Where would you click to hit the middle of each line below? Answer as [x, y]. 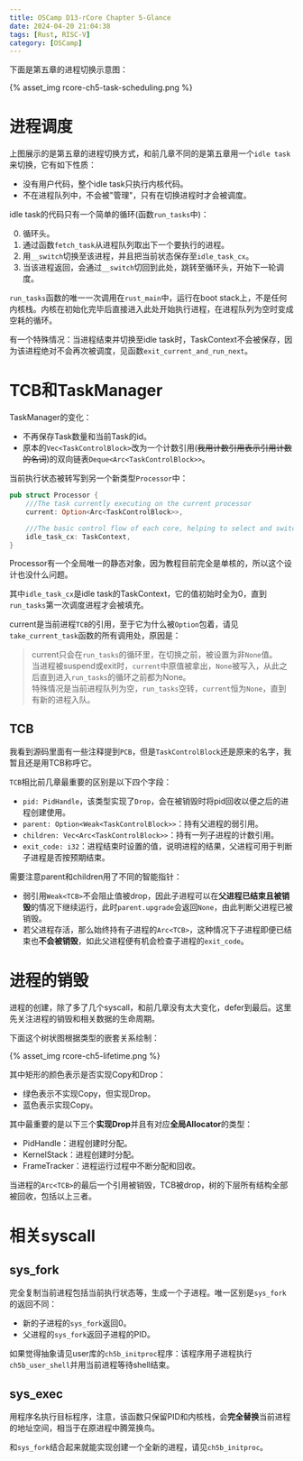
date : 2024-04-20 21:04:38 [60, 26]
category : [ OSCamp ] [46, 43]
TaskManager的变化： [50, 418]
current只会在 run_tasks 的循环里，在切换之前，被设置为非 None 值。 [154, 655]
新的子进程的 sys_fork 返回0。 [77, 1323]
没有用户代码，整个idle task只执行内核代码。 [105, 184]
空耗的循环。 [33, 320]
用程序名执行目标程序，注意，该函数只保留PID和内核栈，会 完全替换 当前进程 [150, 1416]
